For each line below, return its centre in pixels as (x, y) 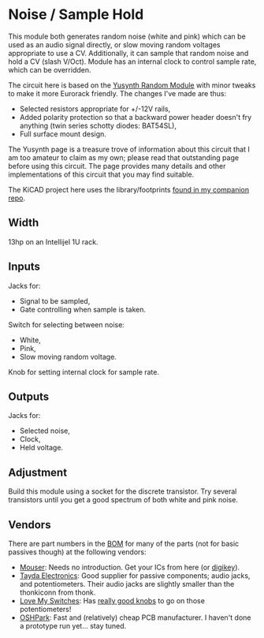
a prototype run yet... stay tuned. (73, 626)
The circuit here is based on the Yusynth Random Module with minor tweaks (132, 85)
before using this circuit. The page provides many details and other (117, 166)
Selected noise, (45, 431)
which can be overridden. (50, 69)
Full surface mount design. (63, 134)
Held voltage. (41, 448)
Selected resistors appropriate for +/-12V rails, (95, 109)
